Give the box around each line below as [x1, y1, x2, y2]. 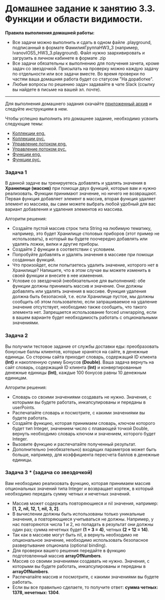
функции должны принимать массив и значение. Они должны [12, 283, 143, 289]
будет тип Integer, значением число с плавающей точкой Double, [12, 425, 149, 431]
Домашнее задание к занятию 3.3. [5, 3, 155, 14]
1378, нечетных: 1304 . [12, 589, 60, 595]
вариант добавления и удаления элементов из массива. [5, 206, 124, 212]
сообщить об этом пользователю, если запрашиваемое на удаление [12, 299, 157, 305]
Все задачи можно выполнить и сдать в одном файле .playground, [12, 39, 152, 45]
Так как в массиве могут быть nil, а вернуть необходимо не [12, 531, 138, 538]
